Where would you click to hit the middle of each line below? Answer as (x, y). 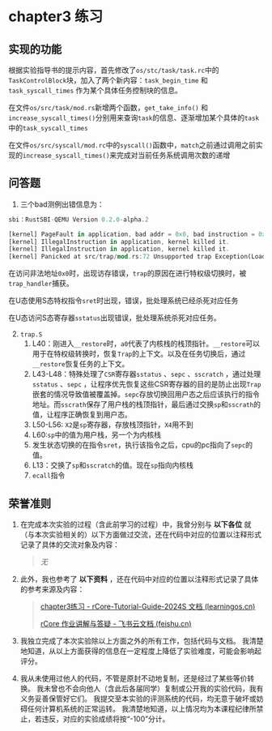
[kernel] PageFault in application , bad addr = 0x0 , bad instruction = (132, 234)
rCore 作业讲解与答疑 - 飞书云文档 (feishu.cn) (116, 624)
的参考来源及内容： (52, 589)
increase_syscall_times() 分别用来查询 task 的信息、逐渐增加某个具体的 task (134, 118)
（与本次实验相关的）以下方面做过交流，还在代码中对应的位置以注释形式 (140, 534)
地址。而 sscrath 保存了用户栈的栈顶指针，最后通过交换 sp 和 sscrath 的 (147, 404)
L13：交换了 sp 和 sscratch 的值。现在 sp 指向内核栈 (113, 465)
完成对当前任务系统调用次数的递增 (173, 155)
